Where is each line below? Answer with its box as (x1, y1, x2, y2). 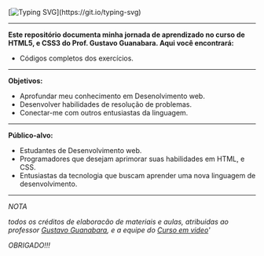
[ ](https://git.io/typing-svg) (8, 8, 141, 16)
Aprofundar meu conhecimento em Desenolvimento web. (19, 91, 206, 101)
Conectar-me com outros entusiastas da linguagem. (19, 108, 189, 117)
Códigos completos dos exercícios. (19, 53, 134, 63)
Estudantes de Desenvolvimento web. (19, 146, 142, 155)
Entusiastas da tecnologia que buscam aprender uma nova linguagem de (19, 171, 256, 180)
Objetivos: (8, 76, 43, 86)
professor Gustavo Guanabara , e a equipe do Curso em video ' (8, 225, 211, 235)
